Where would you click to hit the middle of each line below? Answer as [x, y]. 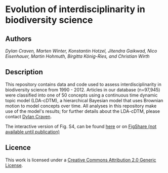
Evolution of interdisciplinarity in [75, 9]
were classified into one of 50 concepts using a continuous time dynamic [81, 95]
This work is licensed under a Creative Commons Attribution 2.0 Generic [81, 160]
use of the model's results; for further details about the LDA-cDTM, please [83, 111]
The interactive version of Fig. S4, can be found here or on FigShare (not [81, 126]
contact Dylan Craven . [29, 116]
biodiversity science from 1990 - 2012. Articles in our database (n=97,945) [83, 90]
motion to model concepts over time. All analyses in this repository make [81, 106]
